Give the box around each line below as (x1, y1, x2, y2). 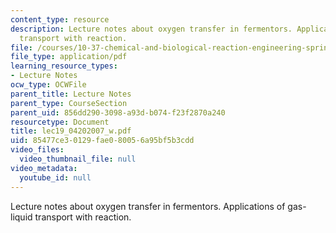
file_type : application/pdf (10, 52, 128, 62)
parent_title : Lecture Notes (10, 89, 132, 99)
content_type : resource (10, 14, 110, 25)
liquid (10, 211, 33, 223)
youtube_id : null (19, 172, 92, 183)
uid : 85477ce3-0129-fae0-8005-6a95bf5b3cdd (10, 136, 195, 146)
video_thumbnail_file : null (19, 154, 137, 164)
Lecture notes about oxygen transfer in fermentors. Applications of (10, 200, 286, 212)
